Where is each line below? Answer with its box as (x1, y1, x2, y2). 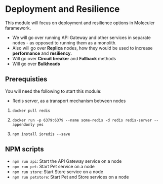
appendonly (12, 122, 35, 127)
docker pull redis (12, 108, 50, 113)
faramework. (5, 25, 31, 31)
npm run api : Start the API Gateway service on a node (12, 158, 122, 164)
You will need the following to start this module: (5, 88, 102, 94)
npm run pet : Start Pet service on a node (12, 163, 95, 169)
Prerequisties (5, 75, 48, 83)
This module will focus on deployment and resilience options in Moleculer (5, 20, 155, 26)
